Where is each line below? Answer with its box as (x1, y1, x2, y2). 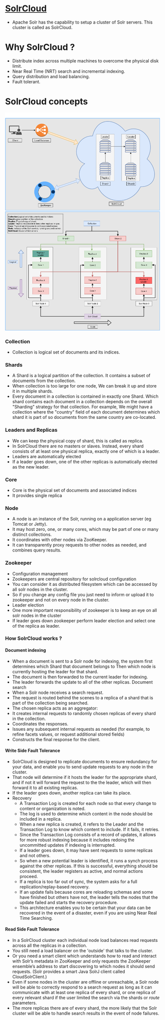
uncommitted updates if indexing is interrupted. (19, 842, 116, 848)
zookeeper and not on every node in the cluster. (12, 597, 110, 603)
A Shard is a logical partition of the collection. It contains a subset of (12, 373, 151, 379)
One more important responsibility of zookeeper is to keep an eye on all (12, 607, 157, 613)
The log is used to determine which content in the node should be (19, 811, 153, 817)
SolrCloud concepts (5, 96, 88, 107)
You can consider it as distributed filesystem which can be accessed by (12, 581, 158, 587)
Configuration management (12, 571, 68, 577)
